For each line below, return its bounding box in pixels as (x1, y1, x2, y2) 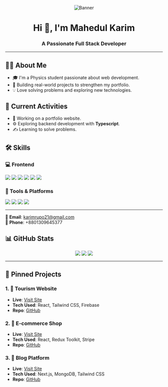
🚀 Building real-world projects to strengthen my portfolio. (12, 82, 130, 88)
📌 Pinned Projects (5, 270, 61, 279)
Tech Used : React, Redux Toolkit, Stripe (12, 336, 95, 342)
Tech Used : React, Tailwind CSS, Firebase (12, 302, 99, 308)
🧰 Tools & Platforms (5, 187, 53, 195)
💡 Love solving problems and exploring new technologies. (12, 87, 132, 93)
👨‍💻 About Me (5, 61, 47, 70)
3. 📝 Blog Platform (5, 354, 50, 361)
